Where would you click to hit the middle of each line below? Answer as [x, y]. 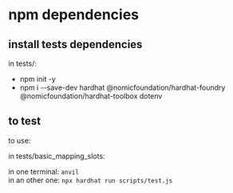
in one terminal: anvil [44, 171]
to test [25, 121]
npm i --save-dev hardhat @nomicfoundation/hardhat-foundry [122, 87]
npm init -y [38, 79]
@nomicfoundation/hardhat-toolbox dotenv [91, 96]
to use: [20, 140]
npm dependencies [74, 15]
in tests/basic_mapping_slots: [57, 156]
